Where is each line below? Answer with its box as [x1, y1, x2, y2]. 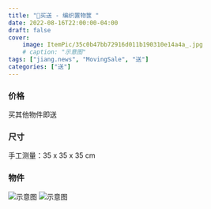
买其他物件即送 [8, 110, 57, 119]
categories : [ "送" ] [8, 63, 71, 71]
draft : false [8, 26, 51, 34]
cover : [8, 33, 30, 42]
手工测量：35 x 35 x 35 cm [8, 151, 96, 160]
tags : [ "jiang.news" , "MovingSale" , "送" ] [8, 56, 149, 64]
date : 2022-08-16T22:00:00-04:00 [8, 19, 119, 27]
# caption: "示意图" [22, 48, 87, 56]
